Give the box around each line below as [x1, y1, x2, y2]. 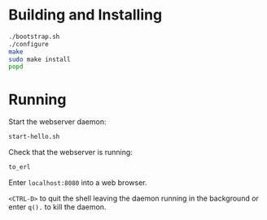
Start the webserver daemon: [8, 117, 107, 127]
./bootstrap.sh [8, 32, 60, 41]
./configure [8, 40, 49, 48]
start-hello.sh [8, 132, 60, 141]
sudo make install [8, 55, 71, 63]
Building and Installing [8, 6, 163, 24]
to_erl [8, 163, 31, 171]
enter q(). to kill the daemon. [8, 202, 107, 212]
